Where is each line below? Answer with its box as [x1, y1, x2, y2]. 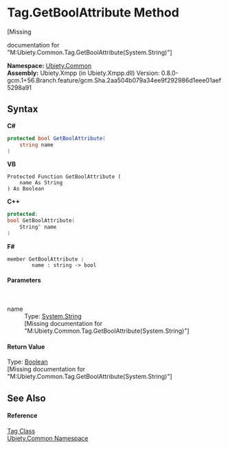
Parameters [7, 276, 41, 285]
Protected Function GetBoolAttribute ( [7, 173, 122, 180]
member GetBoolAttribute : [7, 256, 84, 263]
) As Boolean [7, 186, 45, 193]
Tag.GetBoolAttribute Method [7, 5, 180, 21]
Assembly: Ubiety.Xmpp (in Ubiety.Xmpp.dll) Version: [7, 69, 160, 77]
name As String [19, 179, 63, 186]
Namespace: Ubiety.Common [7, 61, 91, 69]
